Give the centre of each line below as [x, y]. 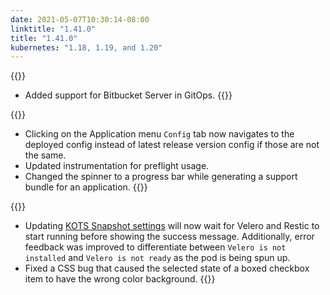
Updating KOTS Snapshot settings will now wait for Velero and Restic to [172, 226]
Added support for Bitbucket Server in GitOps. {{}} [128, 95]
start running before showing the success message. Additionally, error [169, 237]
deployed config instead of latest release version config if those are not [172, 145]
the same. [45, 155]
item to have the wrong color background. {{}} [120, 279]
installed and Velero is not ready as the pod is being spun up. [157, 258]
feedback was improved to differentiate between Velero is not [155, 247]
